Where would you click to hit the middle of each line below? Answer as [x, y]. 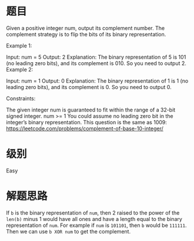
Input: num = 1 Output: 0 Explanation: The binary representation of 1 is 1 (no [97, 81]
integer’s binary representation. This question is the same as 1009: [87, 122]
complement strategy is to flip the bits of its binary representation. [86, 34]
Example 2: [20, 69]
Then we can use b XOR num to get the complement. [68, 231]
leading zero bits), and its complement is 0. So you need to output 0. [89, 87]
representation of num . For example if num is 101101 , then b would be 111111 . [96, 225]
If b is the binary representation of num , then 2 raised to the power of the [93, 213]
